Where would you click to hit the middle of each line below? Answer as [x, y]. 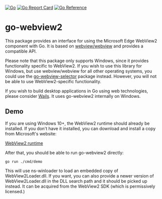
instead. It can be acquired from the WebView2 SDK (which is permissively [80, 186]
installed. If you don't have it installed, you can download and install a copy [81, 128]
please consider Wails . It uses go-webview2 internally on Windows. [73, 96]
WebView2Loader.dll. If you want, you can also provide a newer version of [80, 176]
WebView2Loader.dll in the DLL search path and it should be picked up [76, 181]
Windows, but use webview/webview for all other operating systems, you [79, 71]
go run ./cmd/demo [24, 161]
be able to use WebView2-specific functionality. [53, 81]
